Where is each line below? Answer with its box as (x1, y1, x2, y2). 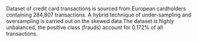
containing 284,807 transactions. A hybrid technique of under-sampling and (6, 11, 192, 18)
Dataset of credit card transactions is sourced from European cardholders (6, 5, 186, 12)
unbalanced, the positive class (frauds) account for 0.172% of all (6, 24, 163, 31)
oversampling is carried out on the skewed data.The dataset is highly (6, 18, 175, 24)
